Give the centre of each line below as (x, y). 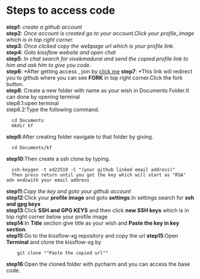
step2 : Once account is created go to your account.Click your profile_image (100, 33)
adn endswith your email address (48, 180)
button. (15, 84)
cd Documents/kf (32, 148)
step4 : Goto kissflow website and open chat (61, 52)
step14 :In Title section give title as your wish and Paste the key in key (93, 223)
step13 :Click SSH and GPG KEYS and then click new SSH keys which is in (98, 210)
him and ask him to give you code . (49, 65)
